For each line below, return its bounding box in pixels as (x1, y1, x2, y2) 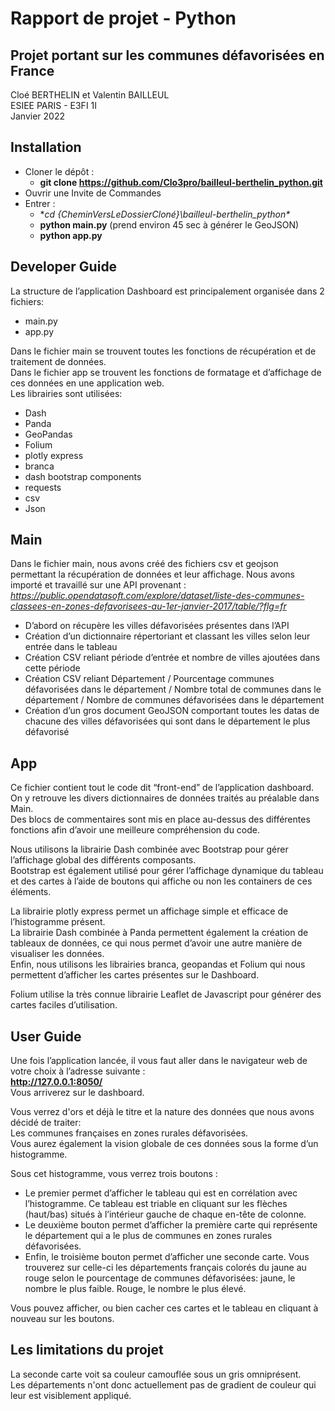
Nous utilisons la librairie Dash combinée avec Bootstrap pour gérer (10, 843, 289, 856)
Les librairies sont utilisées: (10, 387, 123, 399)
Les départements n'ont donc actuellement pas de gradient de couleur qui (10, 1378, 317, 1391)
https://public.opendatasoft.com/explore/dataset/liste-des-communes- (10, 590, 305, 602)
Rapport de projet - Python (10, 7, 237, 30)
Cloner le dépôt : (24, 165, 95, 177)
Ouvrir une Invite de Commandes (24, 187, 162, 199)
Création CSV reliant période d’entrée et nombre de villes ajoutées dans (24, 652, 321, 664)
